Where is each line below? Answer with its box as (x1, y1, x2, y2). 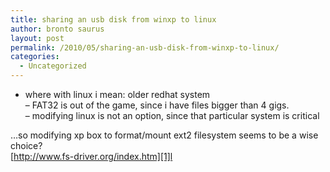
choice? (10, 140, 43, 151)
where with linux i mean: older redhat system (24, 89, 211, 100)
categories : (10, 52, 60, 62)
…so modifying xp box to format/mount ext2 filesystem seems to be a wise (10, 129, 319, 141)
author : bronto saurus (10, 24, 105, 34)
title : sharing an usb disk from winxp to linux (10, 14, 217, 25)
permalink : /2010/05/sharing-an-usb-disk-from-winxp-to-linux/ (10, 42, 280, 53)
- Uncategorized (19, 61, 87, 71)
